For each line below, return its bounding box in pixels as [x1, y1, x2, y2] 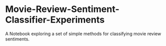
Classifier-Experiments [5, 14, 105, 25]
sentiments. [5, 36, 30, 42]
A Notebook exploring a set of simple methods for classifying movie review [5, 30, 161, 36]
